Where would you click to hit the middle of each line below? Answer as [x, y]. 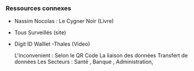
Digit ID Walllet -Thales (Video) [52, 44]
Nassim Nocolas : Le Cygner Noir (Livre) [64, 21]
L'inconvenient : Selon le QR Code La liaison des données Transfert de [101, 56]
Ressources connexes [39, 8]
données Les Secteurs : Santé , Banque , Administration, [84, 62]
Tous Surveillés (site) [40, 33]
